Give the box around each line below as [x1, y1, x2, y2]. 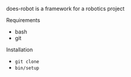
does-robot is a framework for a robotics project [6, 5, 125, 12]
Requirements [6, 17, 40, 23]
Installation [6, 46, 33, 53]
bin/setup [14, 65, 40, 71]
